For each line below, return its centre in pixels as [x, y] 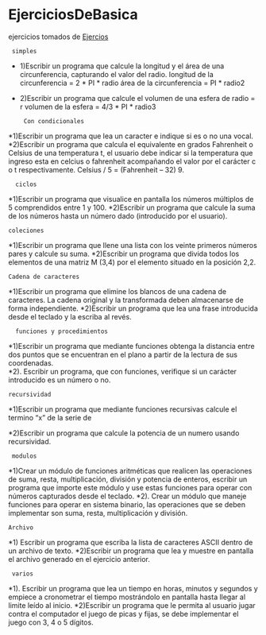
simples [24, 51]
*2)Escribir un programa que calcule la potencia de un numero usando [124, 433]
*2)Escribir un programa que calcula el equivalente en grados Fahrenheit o [131, 144]
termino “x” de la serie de [50, 417]
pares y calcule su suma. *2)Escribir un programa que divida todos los [124, 254]
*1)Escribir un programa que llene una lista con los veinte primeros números [133, 245]
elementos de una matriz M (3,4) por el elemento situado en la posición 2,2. [132, 262]
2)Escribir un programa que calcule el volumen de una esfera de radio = [137, 98]
